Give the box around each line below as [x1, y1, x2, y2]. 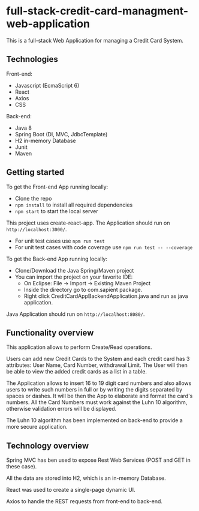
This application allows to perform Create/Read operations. [6, 343, 152, 351]
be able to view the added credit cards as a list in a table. [6, 368, 147, 375]
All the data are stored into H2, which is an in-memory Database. [6, 474, 166, 482]
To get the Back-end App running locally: [6, 255, 108, 262]
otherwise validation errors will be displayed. [6, 405, 117, 413]
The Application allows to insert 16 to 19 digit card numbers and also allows [6, 379, 192, 387]
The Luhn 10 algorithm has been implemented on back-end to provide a [6, 417, 183, 424]
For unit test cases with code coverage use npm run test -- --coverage [14, 243, 193, 250]
